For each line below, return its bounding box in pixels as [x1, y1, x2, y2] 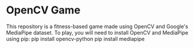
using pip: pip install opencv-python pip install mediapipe [6, 35, 145, 42]
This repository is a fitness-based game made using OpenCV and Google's [6, 23, 189, 30]
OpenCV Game [6, 4, 81, 17]
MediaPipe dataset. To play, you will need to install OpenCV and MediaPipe [6, 29, 189, 36]
